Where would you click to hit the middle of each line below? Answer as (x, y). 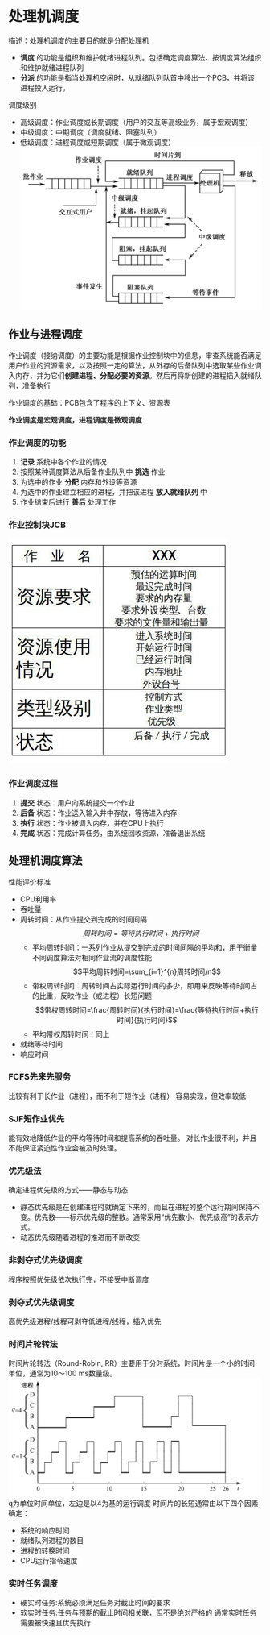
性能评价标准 (29, 882)
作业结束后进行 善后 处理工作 (68, 502)
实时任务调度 (33, 1583)
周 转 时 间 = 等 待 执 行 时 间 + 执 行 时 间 (141, 933)
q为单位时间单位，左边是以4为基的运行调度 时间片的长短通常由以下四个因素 (133, 1503)
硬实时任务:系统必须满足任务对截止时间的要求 (95, 1602)
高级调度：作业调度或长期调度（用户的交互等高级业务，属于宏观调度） (136, 122)
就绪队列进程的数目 (52, 1540)
